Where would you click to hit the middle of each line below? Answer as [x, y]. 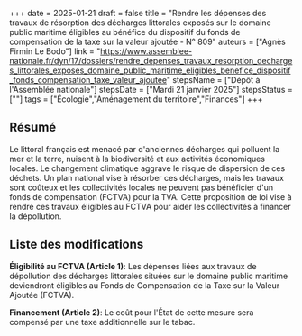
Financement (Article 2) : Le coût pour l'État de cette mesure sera [132, 312]
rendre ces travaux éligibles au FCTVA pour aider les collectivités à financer [150, 206]
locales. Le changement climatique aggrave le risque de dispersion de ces [147, 168]
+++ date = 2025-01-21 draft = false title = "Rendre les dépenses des [138, 13]
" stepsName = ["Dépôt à [213, 80]
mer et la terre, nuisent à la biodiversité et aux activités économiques [137, 159]
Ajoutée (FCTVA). [42, 295]
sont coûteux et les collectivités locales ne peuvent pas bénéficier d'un [142, 187]
